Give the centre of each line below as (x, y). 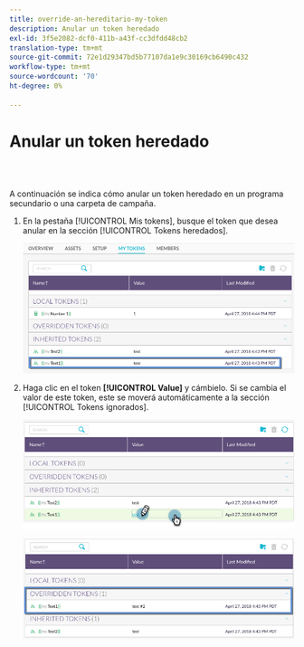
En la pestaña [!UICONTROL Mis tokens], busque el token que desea (150, 221)
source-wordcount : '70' (54, 77)
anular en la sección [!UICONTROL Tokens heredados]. (125, 230)
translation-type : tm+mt (56, 48)
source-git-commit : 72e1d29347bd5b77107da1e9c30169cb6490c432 (129, 57)
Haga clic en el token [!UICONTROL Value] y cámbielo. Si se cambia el (154, 387)
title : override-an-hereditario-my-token (89, 19)
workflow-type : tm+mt (50, 67)
